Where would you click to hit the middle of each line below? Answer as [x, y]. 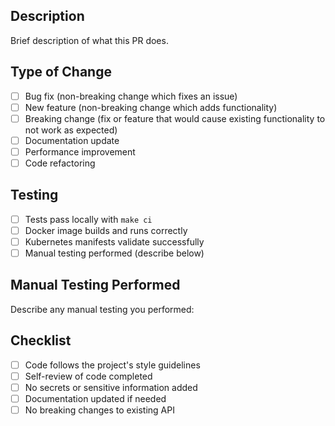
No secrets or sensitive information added [111, 387]
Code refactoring [60, 163]
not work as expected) [71, 130]
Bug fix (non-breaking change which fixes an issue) [131, 96]
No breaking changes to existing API [99, 410]
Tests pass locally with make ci [88, 219]
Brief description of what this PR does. [89, 40]
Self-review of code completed [88, 376]
